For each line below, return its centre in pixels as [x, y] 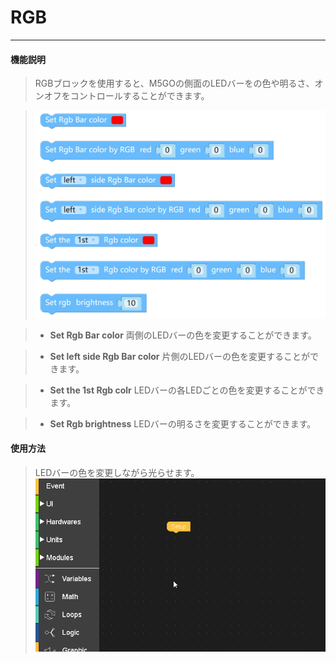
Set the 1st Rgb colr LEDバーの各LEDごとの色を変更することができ [187, 390]
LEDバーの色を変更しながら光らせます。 [117, 472]
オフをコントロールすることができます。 [126, 96]
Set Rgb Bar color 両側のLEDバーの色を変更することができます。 [183, 335]
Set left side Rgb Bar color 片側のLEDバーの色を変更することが [179, 356]
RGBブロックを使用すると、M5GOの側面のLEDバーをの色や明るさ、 [174, 83]
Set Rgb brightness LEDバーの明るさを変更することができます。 [183, 423]
